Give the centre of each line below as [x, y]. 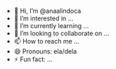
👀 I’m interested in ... [44, 18]
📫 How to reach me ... [46, 41]
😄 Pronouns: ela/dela [45, 51]
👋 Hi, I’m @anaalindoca [47, 11]
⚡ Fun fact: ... [33, 59]
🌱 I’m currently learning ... [51, 26]
